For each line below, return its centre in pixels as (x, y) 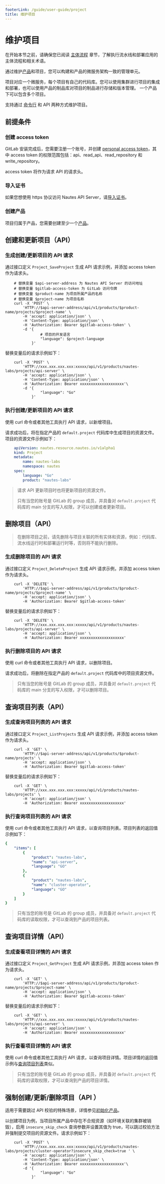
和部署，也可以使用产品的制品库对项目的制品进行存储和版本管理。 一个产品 (81, 88)
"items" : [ (25, 848)
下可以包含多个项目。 (27, 94)
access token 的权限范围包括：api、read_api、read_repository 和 (76, 155)
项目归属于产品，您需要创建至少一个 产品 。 (48, 223)
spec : (20, 471)
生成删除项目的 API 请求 (33, 557)
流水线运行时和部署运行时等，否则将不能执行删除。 (69, 543)
